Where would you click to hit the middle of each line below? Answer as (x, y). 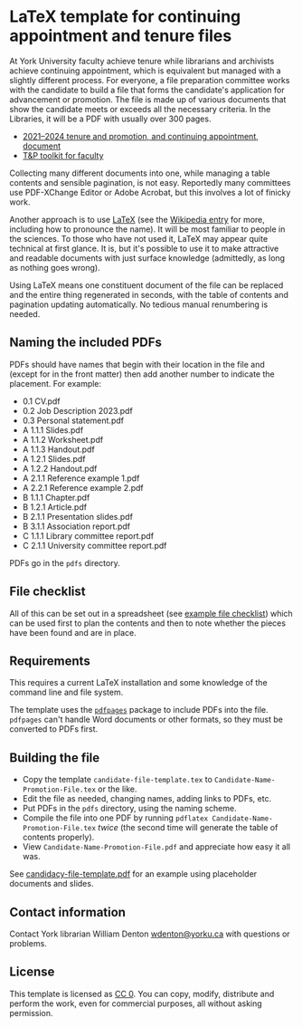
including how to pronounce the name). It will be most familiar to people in (147, 229)
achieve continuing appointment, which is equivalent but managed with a (146, 71)
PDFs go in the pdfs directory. (65, 562)
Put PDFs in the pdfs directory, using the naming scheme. (129, 809)
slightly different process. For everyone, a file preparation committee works (150, 80)
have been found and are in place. (73, 632)
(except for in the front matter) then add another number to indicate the (142, 374)
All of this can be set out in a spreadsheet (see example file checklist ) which (151, 613)
